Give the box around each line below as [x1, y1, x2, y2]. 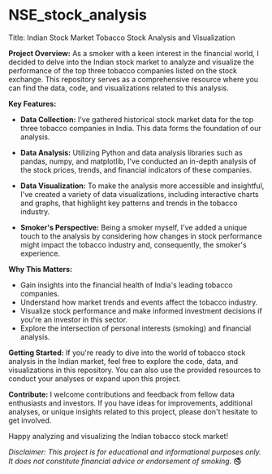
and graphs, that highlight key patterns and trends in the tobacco [19, 198, 238, 208]
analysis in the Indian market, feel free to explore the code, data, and [8, 356, 239, 366]
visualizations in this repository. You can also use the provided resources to [8, 365, 261, 375]
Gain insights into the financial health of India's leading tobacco [19, 279, 233, 290]
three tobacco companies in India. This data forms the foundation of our [19, 123, 261, 133]
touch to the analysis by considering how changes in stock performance [19, 230, 262, 241]
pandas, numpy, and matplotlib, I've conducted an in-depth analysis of [19, 156, 257, 166]
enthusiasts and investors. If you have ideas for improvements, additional [8, 397, 253, 408]
